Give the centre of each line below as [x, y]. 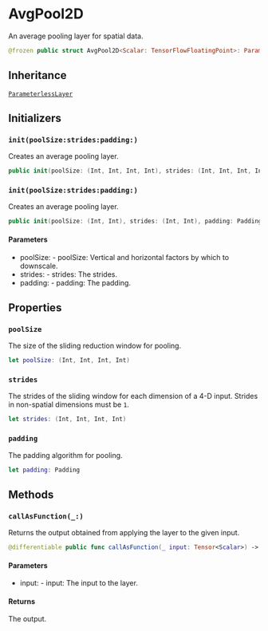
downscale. [39, 266]
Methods [31, 494]
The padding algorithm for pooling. [65, 455]
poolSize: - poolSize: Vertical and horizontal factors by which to [124, 257]
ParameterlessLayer [41, 94]
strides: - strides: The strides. [69, 274]
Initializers [35, 118]
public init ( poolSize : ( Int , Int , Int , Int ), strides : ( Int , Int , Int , [130, 171]
